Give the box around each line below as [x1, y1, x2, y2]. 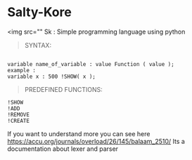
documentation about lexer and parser [7, 145, 118, 153]
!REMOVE [7, 111, 30, 118]
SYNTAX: [24, 41, 51, 49]
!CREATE [7, 117, 30, 124]
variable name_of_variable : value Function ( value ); [7, 60, 174, 67]
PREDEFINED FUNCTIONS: [24, 85, 103, 93]
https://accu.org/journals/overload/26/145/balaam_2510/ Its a [7, 137, 185, 145]
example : [7, 67, 37, 74]
